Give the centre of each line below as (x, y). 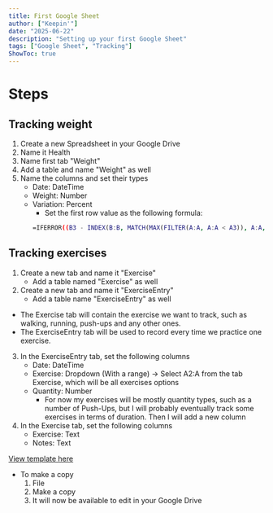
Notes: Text (52, 443)
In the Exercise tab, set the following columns (96, 425)
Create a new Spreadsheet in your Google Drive (100, 144)
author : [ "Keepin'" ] (43, 24)
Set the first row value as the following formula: (123, 213)
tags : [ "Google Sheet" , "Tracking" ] (70, 46)
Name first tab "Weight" (60, 161)
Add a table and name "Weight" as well (86, 169)
